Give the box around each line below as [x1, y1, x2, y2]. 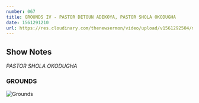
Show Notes [6, 46, 52, 57]
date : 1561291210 [6, 19, 49, 25]
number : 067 [6, 8, 36, 15]
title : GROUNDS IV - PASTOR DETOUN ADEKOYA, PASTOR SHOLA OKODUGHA [6, 14, 176, 20]
